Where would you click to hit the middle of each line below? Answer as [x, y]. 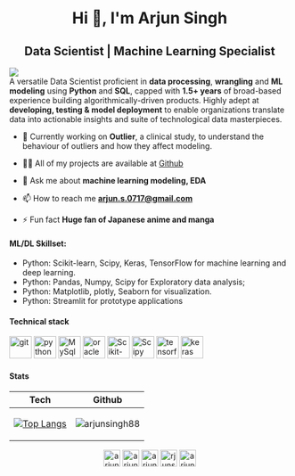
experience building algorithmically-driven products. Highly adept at [135, 100]
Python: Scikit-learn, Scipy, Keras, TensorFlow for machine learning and [154, 263]
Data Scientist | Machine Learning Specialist [150, 51]
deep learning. [49, 273]
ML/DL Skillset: [38, 243]
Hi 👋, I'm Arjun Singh [150, 18]
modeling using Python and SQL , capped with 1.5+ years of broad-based [146, 91]
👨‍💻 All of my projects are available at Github [103, 163]
